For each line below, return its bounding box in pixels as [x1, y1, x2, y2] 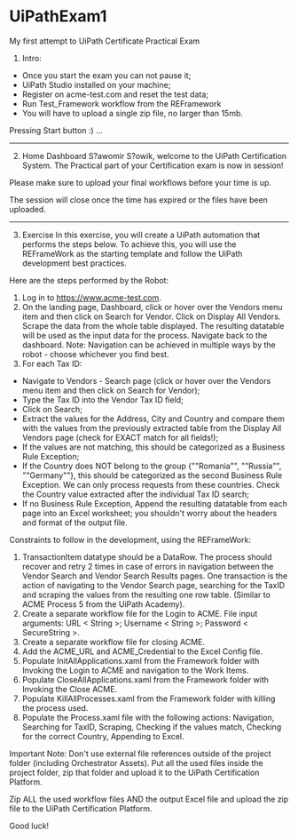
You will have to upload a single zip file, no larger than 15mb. [21, 108, 244, 118]
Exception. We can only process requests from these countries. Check [21, 479, 280, 490]
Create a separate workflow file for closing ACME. [21, 636, 206, 647]
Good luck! [9, 820, 50, 831]
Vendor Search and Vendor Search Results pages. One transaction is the [21, 571, 288, 581]
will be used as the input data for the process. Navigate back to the [21, 330, 268, 340]
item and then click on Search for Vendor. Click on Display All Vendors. [21, 311, 281, 322]
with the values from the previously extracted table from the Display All [21, 422, 282, 433]
